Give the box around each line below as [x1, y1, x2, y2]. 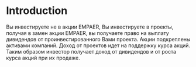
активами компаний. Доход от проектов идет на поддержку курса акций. [6, 42, 191, 49]
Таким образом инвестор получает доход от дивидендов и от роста [6, 48, 177, 55]
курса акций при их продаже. [6, 54, 81, 61]
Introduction [6, 4, 68, 17]
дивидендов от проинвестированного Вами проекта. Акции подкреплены [6, 36, 191, 43]
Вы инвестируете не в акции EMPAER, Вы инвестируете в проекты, [6, 23, 174, 30]
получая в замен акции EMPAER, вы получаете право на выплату [6, 29, 170, 36]
